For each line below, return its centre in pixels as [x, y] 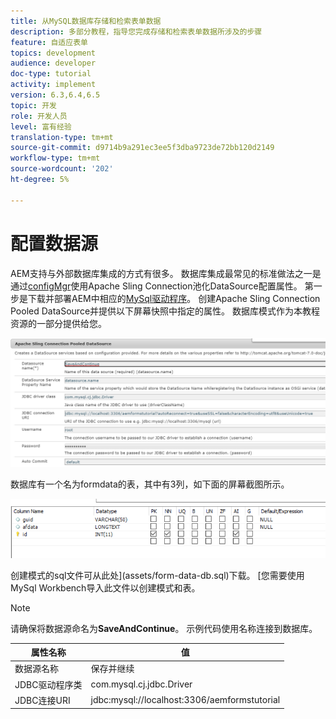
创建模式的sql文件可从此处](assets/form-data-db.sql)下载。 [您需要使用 [157, 575]
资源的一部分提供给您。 [58, 323]
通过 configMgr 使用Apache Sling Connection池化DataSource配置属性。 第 [162, 286]
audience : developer [53, 63]
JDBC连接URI [42, 700]
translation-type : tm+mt [62, 137]
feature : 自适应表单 [49, 42]
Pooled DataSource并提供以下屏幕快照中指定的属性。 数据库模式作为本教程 [165, 311]
